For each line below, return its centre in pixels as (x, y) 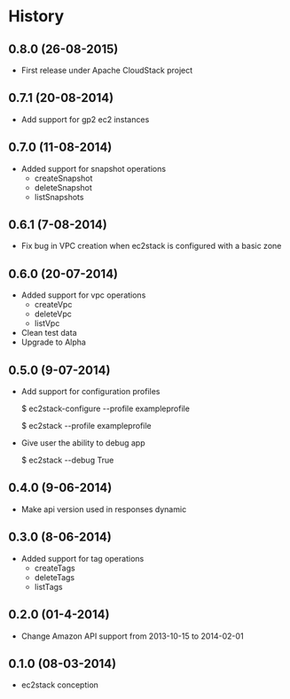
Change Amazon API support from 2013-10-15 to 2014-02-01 (133, 636)
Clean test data (49, 333)
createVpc (53, 305)
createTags (55, 568)
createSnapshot (63, 178)
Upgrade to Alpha (53, 342)
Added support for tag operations (82, 558)
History (36, 16)
